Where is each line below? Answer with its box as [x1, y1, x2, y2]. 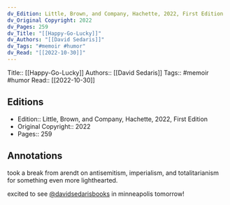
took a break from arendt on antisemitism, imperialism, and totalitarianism [7, 169, 219, 177]
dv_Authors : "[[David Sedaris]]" [7, 36, 105, 43]
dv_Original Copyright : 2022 [7, 17, 92, 24]
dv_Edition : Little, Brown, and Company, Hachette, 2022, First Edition [7, 10, 224, 17]
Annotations [7, 150, 63, 162]
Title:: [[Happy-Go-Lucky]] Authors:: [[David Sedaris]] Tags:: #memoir [7, 68, 209, 77]
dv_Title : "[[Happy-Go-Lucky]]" [7, 29, 101, 37]
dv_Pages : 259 [7, 23, 49, 30]
